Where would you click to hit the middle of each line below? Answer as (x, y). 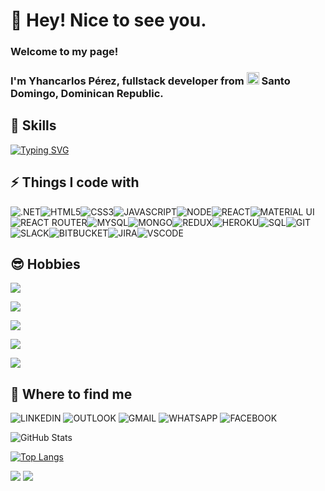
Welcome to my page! (64, 52)
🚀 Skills (33, 125)
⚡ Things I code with (75, 182)
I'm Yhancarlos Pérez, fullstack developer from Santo (150, 81)
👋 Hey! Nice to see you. (108, 20)
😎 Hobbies (45, 264)
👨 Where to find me (71, 394)
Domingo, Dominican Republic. (87, 94)
